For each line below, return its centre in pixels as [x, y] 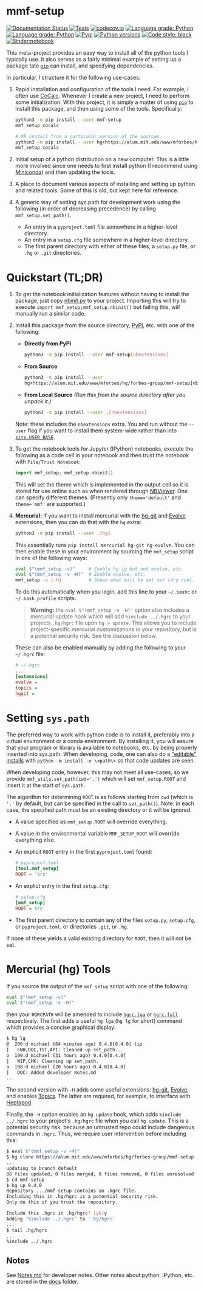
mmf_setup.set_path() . [43, 215]
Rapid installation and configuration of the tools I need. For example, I [102, 89]
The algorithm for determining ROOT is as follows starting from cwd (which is [100, 797]
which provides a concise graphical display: [61, 1027]
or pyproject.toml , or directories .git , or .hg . [72, 926]
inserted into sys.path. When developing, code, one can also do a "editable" [101, 754]
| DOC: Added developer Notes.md [51, 1072]
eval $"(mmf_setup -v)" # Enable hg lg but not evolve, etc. [99, 569]
